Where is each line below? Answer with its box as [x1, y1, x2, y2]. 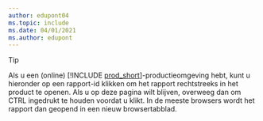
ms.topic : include [8, 19, 69, 27]
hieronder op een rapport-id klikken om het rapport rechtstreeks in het [8, 79, 238, 89]
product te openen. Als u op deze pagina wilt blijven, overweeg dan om [8, 88, 242, 97]
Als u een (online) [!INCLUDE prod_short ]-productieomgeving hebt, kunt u [8, 70, 250, 80]
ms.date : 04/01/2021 [8, 26, 77, 34]
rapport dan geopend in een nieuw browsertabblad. [8, 104, 177, 114]
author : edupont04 [8, 11, 69, 20]
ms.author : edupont [8, 33, 73, 42]
